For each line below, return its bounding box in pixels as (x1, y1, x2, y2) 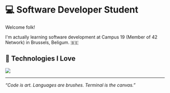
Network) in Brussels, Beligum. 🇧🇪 (5, 39, 79, 45)
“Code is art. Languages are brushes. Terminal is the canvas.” (5, 82, 136, 88)
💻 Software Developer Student (5, 4, 139, 16)
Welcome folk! (5, 24, 35, 30)
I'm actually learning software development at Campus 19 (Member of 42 (5, 34, 158, 40)
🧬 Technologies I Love (5, 54, 76, 63)
